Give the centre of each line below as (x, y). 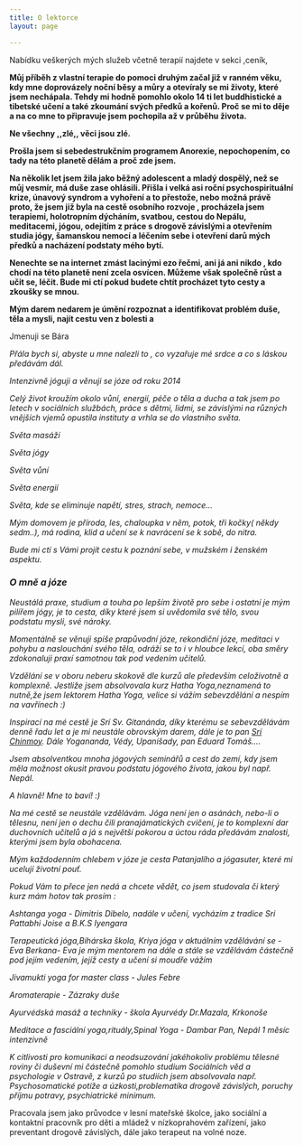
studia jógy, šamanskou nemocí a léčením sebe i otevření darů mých (140, 235)
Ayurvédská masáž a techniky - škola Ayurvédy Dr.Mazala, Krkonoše (138, 1012)
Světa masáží (35, 435)
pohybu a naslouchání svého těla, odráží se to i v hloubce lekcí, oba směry (149, 648)
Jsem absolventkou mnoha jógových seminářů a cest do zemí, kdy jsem (143, 758)
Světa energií (34, 487)
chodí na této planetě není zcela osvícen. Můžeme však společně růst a (146, 272)
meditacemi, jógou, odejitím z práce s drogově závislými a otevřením (141, 226)
